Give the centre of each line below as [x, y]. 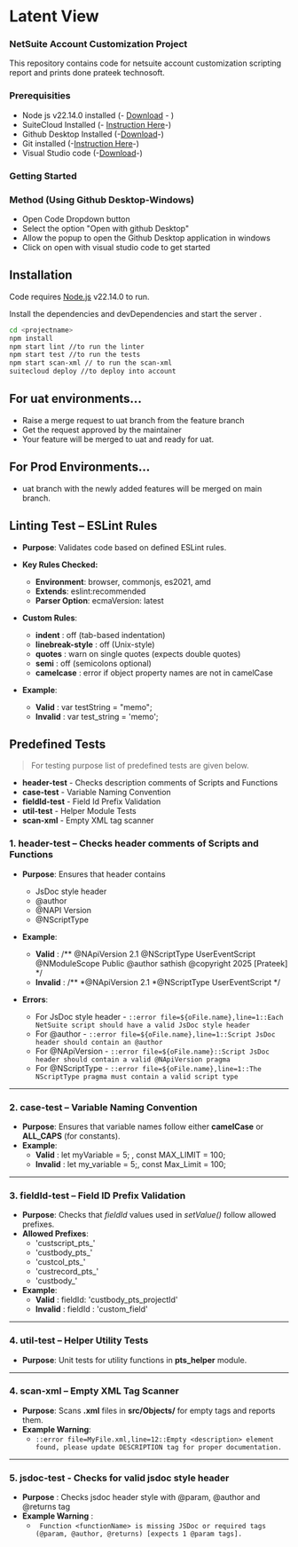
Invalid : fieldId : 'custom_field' [91, 1309]
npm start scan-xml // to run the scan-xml [91, 363]
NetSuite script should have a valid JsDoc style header [143, 1025]
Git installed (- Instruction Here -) [81, 143]
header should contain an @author [99, 1042]
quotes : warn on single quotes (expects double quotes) [138, 653]
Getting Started [43, 176]
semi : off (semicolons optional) [94, 663]
